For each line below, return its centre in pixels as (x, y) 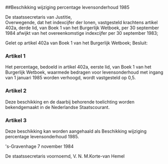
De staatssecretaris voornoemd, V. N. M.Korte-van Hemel (65, 156)
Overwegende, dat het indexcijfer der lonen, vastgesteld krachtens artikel (81, 22)
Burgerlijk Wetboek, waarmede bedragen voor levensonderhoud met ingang (84, 72)
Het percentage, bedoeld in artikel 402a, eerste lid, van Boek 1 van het (78, 67)
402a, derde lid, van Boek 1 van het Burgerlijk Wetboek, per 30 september (82, 28)
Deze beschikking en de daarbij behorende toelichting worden (70, 102)
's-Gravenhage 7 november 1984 (40, 146)
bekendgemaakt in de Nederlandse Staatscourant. (58, 107)
